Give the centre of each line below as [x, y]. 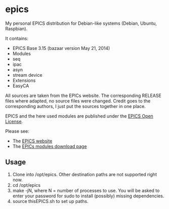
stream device [27, 75]
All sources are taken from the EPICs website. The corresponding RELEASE [83, 95]
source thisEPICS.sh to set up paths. [50, 201]
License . [14, 121]
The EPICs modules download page [50, 146]
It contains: [17, 38]
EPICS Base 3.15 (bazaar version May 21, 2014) [61, 48]
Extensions [24, 80]
